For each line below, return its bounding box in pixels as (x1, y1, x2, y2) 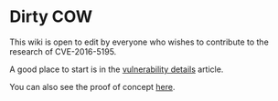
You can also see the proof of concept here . (9, 81, 176, 92)
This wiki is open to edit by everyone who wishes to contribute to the (9, 36, 270, 47)
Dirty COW (9, 6, 93, 27)
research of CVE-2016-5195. (9, 45, 117, 56)
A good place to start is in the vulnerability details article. (9, 64, 224, 75)
